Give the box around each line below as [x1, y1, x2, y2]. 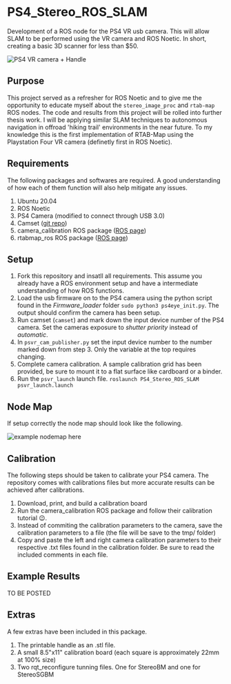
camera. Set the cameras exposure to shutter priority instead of [17, 323, 199, 332]
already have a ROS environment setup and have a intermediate [17, 279, 199, 288]
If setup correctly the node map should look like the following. [7, 419, 183, 427]
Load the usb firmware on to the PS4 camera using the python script [17, 294, 212, 302]
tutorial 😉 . [17, 514, 48, 522]
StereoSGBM [17, 670, 54, 678]
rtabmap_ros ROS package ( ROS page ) [17, 233, 129, 242]
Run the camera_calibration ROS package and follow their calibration [17, 506, 212, 515]
